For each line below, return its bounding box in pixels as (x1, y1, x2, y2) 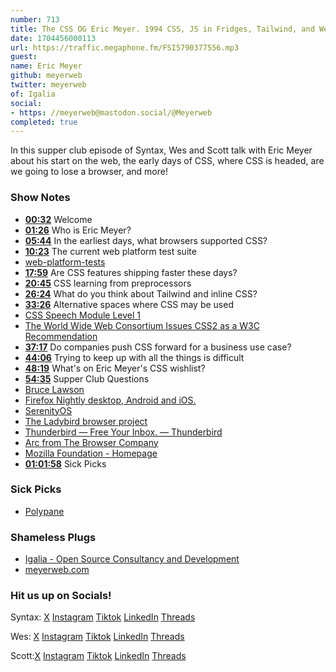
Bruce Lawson (24, 383, 85, 395)
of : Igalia (10, 89, 56, 99)
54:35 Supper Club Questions (24, 372, 150, 385)
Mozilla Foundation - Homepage (24, 447, 158, 459)
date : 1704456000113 (10, 33, 97, 43)
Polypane (24, 505, 65, 517)
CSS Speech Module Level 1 (24, 309, 141, 321)
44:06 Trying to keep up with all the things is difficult (24, 351, 245, 363)
